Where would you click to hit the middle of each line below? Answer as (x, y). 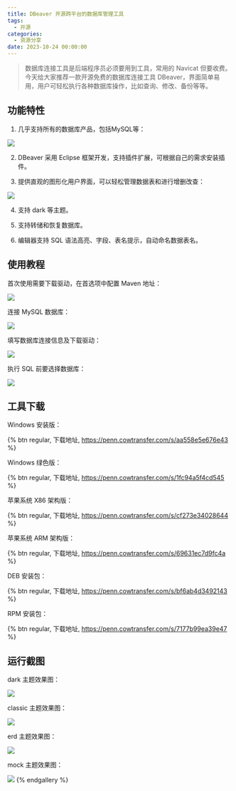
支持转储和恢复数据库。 (52, 225)
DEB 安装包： (27, 576)
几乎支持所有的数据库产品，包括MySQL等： (81, 129)
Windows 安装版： (34, 425)
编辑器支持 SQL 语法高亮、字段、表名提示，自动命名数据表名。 (110, 240)
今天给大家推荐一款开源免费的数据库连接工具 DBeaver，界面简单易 (122, 77)
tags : (15, 21)
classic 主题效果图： (37, 708)
